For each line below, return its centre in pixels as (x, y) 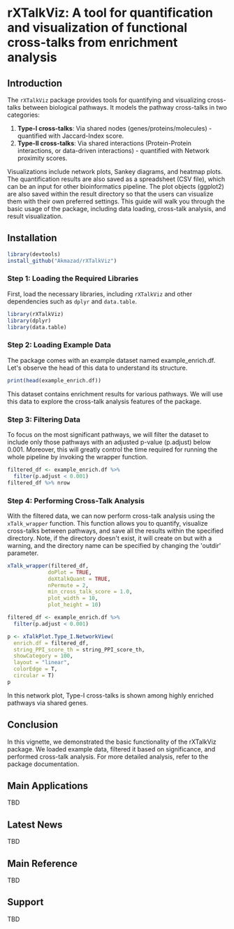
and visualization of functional (97, 28)
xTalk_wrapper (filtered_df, (48, 566)
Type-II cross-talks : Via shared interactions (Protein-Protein (104, 143)
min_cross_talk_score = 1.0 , (90, 592)
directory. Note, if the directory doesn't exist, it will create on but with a (110, 538)
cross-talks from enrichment (93, 43)
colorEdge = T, (36, 669)
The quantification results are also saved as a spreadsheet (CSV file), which (116, 179)
